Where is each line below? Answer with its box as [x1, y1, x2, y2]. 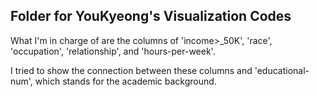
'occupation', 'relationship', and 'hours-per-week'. [10, 45, 216, 57]
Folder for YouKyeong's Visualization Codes [10, 8, 292, 25]
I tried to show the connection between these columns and [10, 64, 253, 76]
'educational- [254, 64, 310, 76]
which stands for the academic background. [34, 75, 217, 87]
